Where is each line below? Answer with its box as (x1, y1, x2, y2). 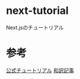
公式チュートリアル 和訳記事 (6, 67, 74, 74)
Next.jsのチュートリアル (6, 24, 64, 31)
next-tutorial (6, 4, 69, 17)
